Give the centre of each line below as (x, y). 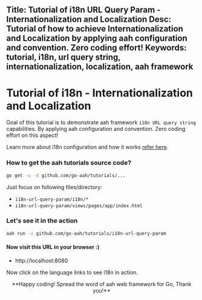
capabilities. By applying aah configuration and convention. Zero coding (96, 129)
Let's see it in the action (42, 221)
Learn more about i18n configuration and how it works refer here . (87, 147)
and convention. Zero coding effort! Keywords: (96, 48)
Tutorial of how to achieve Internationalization (95, 29)
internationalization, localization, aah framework (100, 67)
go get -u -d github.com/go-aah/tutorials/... (66, 175)
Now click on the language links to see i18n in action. (72, 272)
